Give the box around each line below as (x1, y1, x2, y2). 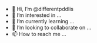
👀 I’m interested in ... (11, 12, 62, 19)
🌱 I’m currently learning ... (11, 18, 75, 24)
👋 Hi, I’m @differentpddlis (11, 6, 73, 12)
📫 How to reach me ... (11, 31, 66, 37)
